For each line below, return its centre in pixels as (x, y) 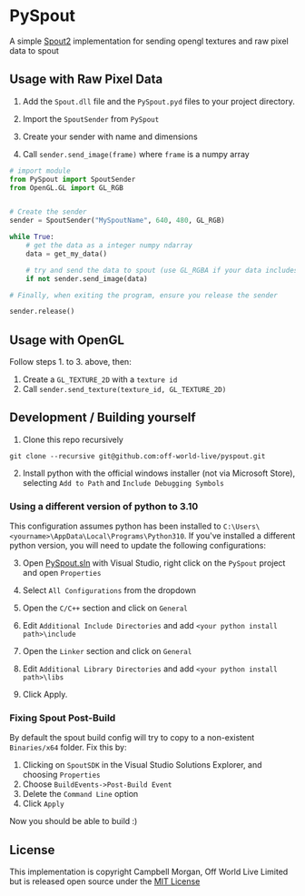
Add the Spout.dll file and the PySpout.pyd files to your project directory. (158, 101)
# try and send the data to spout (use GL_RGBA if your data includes (162, 270)
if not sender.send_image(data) (87, 278)
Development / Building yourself (103, 418)
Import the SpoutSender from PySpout (91, 118)
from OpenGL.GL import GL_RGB (67, 187)
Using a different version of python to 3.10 (104, 506)
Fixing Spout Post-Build (63, 718)
